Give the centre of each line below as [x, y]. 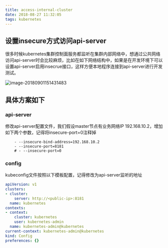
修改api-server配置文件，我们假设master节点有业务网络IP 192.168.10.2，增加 [84, 126]
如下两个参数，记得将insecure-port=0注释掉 [51, 132]
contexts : [16, 208]
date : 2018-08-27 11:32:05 [33, 15]
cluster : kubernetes [36, 217]
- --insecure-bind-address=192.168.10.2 [57, 142]
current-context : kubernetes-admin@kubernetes [55, 231]
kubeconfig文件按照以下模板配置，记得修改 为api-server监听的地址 [74, 175]
